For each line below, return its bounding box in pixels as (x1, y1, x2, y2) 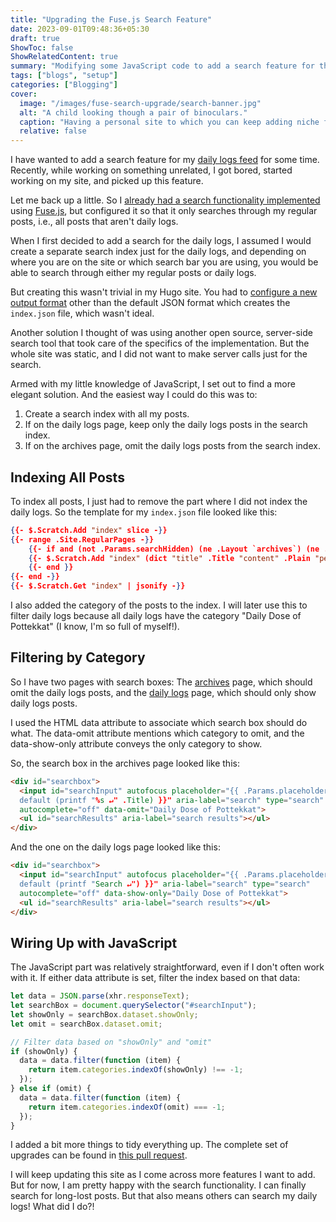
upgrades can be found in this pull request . (10, 1149, 188, 1161)
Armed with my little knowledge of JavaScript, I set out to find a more (10, 378, 296, 390)
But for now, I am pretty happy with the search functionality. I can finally (10, 1179, 307, 1191)
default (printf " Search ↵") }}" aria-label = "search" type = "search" (19, 879, 311, 889)
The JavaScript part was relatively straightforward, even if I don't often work (10, 961, 325, 973)
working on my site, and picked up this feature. (10, 175, 204, 187)
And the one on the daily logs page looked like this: (10, 841, 221, 853)
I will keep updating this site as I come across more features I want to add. (10, 1169, 316, 1181)
